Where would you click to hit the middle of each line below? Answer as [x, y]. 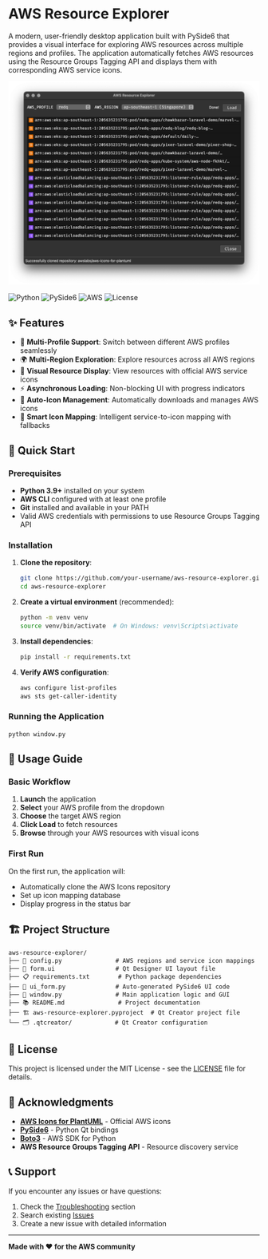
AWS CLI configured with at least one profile [93, 499]
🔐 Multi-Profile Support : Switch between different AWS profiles [124, 342]
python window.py [37, 734]
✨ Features [36, 323]
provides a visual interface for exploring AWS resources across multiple [126, 44]
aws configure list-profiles [68, 687]
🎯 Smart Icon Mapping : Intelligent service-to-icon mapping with [125, 417]
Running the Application [56, 717]
